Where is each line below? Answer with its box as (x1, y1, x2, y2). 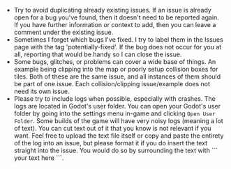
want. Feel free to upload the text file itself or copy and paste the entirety (13, 131, 224, 140)
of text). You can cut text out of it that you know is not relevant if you (13, 124, 211, 132)
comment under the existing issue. (13, 28, 114, 36)
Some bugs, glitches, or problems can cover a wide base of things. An (13, 58, 216, 65)
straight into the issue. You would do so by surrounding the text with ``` (13, 146, 218, 154)
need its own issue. (13, 87, 70, 95)
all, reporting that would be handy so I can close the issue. (13, 50, 182, 58)
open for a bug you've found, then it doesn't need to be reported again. (13, 13, 220, 22)
